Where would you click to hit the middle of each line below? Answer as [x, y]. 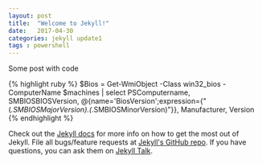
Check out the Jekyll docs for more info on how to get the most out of [124, 134]
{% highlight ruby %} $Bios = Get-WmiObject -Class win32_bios [115, 84]
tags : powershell [39, 46]
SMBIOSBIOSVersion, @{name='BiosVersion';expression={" [107, 101]
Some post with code [43, 68]
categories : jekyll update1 [55, 38]
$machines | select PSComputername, [127, 92]
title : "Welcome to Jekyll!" [59, 23]
